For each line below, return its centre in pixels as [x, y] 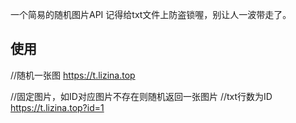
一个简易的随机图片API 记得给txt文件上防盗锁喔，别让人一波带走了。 [151, 14]
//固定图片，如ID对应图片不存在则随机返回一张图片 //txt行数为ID [141, 96]
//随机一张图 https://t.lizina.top [73, 75]
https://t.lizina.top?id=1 [57, 107]
